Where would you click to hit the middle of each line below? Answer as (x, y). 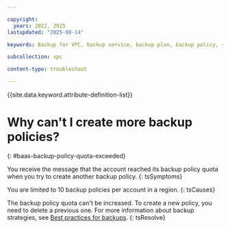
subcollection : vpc (35, 57)
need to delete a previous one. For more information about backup (101, 210)
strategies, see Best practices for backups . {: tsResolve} (86, 217)
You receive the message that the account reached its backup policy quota (113, 169)
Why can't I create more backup (100, 122)
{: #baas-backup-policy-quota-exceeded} (66, 155)
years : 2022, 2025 (40, 26)
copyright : (23, 19)
